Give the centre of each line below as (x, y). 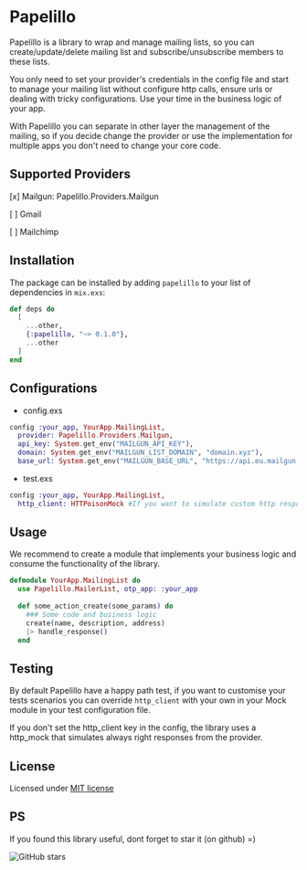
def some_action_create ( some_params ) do (95, 606)
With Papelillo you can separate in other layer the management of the (140, 126)
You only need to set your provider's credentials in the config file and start (149, 79)
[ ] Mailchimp (34, 231)
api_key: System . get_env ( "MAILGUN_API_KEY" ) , (106, 444)
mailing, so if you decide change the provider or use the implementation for (151, 135)
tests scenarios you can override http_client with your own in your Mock (148, 700)
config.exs (42, 410)
